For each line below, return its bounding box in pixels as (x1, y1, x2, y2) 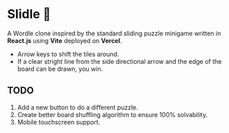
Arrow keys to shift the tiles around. (17, 50, 119, 58)
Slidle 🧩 (7, 6, 51, 22)
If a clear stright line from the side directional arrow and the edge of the (17, 57, 222, 65)
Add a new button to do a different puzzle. (17, 103, 139, 112)
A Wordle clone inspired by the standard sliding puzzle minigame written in (7, 29, 221, 37)
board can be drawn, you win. (17, 64, 103, 73)
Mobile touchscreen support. (17, 118, 101, 126)
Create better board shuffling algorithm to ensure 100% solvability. (17, 110, 208, 118)
